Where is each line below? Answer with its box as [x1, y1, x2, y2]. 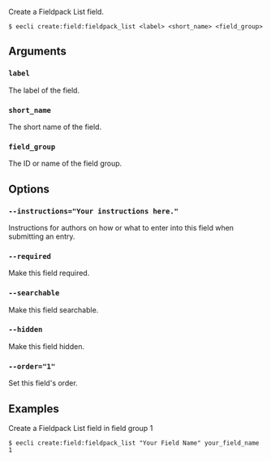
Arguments [8, 45, 67, 58]
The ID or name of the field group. [8, 158, 123, 169]
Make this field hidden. [8, 341, 85, 351]
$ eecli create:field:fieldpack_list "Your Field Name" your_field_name [8, 438, 260, 447]
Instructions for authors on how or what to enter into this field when [8, 222, 234, 232]
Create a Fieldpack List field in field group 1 [8, 423, 153, 433]
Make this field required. [8, 268, 90, 278]
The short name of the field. [8, 122, 102, 131]
